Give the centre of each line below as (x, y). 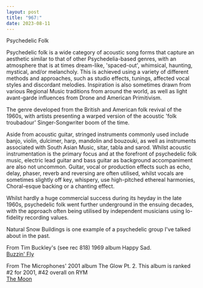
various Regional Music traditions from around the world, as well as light (97, 92)
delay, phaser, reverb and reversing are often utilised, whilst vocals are (95, 173)
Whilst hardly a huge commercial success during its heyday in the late (94, 198)
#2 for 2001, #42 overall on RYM (47, 273)
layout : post (23, 12)
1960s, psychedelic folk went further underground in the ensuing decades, (100, 204)
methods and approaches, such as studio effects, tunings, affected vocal (98, 78)
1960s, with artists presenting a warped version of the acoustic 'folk (91, 116)
